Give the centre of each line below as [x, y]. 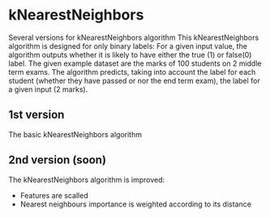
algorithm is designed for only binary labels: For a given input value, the [128, 46]
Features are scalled [54, 195]
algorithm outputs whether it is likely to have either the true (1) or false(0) [130, 54]
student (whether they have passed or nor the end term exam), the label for [135, 80]
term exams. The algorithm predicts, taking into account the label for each [132, 72]
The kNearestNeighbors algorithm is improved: [87, 180]
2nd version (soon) [58, 160]
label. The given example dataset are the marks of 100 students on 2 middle [135, 63]
